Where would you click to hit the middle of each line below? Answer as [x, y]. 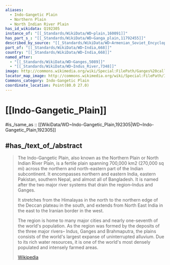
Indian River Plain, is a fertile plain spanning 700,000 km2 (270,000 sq [91, 163]
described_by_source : [28, 43]
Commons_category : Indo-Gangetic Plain [47, 81]
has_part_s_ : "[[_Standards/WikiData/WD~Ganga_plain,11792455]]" [75, 39]
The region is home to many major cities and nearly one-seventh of [88, 220]
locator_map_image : [26, 76]
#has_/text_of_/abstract [44, 146]
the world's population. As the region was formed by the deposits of [89, 226]
